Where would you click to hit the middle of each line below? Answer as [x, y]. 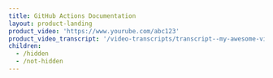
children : [25, 46]
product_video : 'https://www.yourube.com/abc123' [94, 31]
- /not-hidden [39, 62]
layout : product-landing [50, 24]
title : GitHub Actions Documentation [72, 16]
